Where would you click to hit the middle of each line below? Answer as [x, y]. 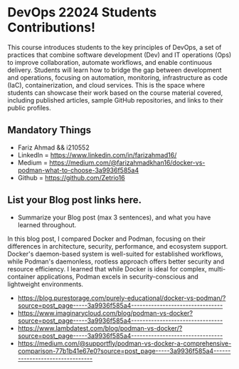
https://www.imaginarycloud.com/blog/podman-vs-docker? [105, 313]
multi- [217, 269]
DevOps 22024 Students [82, 12]
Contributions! [52, 27]
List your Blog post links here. [75, 200]
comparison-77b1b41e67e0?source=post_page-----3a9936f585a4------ [124, 350]
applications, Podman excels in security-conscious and [118, 276]
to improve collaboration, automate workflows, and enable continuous [110, 62]
